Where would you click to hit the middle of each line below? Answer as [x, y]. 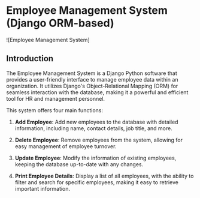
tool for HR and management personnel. [56, 98]
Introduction [30, 58]
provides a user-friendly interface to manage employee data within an [92, 79]
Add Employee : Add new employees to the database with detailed [96, 122]
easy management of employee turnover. [66, 146]
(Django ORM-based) [60, 23]
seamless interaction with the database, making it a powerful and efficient [97, 92]
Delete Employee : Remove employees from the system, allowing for [99, 140]
